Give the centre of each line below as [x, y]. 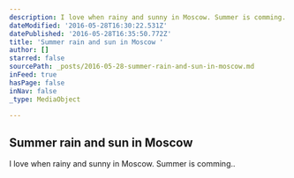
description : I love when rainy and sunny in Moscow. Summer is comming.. [150, 17]
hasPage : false [37, 83]
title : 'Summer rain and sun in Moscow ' [87, 42]
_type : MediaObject [45, 99]
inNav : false [33, 91]
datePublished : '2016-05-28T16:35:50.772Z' [90, 33]
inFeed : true [33, 75]
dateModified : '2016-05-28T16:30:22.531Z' [88, 26]
